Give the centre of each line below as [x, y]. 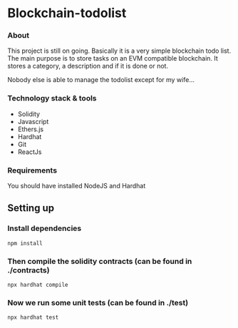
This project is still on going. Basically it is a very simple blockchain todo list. [119, 51]
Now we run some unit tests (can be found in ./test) [98, 302]
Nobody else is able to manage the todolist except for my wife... [101, 80]
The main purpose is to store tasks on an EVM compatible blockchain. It [113, 58]
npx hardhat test [33, 318]
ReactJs [30, 152]
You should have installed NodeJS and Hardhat [77, 186]
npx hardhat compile [38, 285]
